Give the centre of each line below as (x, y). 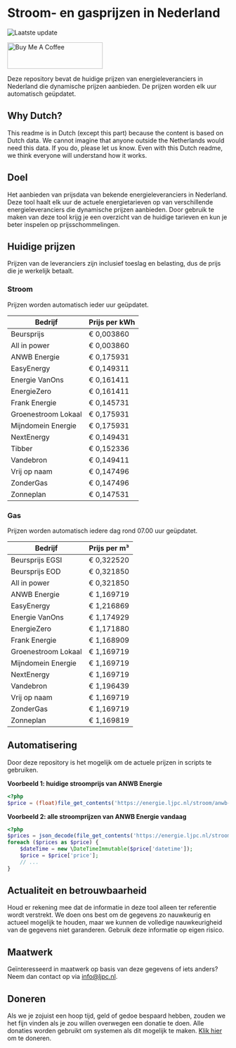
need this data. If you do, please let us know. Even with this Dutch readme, (115, 148)
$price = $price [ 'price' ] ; (59, 856)
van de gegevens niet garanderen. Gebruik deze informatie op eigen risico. (116, 930)
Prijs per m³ (109, 548)
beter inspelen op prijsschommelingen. (64, 224)
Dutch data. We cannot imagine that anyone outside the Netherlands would (116, 140)
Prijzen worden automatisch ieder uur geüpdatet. (78, 304)
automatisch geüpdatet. (41, 94)
